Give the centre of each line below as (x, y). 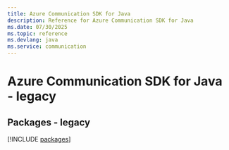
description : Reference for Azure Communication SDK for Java (100, 20)
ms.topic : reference (38, 33)
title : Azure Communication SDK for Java (69, 14)
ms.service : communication (47, 46)
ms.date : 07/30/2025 (38, 27)
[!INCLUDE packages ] (39, 139)
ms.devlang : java (33, 40)
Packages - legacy (49, 122)
